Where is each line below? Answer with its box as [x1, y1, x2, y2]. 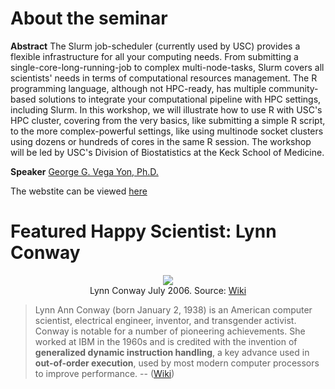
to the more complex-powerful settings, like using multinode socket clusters [10, 125, 324, 137]
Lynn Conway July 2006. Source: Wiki [89, 284, 247, 296]
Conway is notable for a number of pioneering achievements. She [34, 325, 306, 337]
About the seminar [10, 7, 168, 30]
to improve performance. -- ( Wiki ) [34, 367, 175, 379]
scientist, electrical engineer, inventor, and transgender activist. [34, 314, 297, 326]
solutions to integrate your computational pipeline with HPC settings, [38, 93, 322, 105]
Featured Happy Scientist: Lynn [10, 220, 277, 243]
